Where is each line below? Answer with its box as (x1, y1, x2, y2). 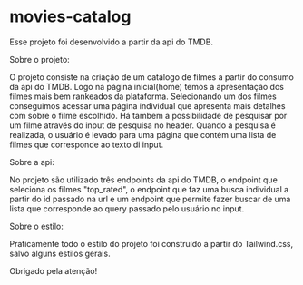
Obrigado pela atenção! (9, 265, 98, 276)
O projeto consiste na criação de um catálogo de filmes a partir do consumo (9, 71, 295, 83)
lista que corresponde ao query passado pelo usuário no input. (9, 202, 245, 214)
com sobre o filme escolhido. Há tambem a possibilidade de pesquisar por (9, 110, 288, 121)
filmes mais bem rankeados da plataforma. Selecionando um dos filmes (9, 91, 277, 102)
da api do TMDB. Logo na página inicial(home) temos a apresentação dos (9, 81, 284, 92)
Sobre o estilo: (9, 221, 64, 231)
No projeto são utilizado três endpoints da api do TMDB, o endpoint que (9, 174, 279, 185)
